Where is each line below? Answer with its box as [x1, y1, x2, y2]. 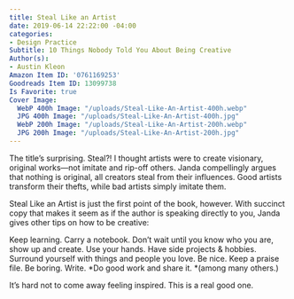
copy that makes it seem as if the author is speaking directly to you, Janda [9, 208, 281, 218]
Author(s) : [9, 54, 50, 63]
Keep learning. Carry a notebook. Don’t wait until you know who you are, [9, 234, 275, 245]
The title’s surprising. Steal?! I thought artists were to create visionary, [9, 153, 264, 163]
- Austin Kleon [9, 63, 66, 72]
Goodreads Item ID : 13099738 [9, 79, 117, 88]
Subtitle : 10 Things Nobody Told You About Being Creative [9, 46, 232, 55]
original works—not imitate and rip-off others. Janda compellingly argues [9, 161, 277, 173]
